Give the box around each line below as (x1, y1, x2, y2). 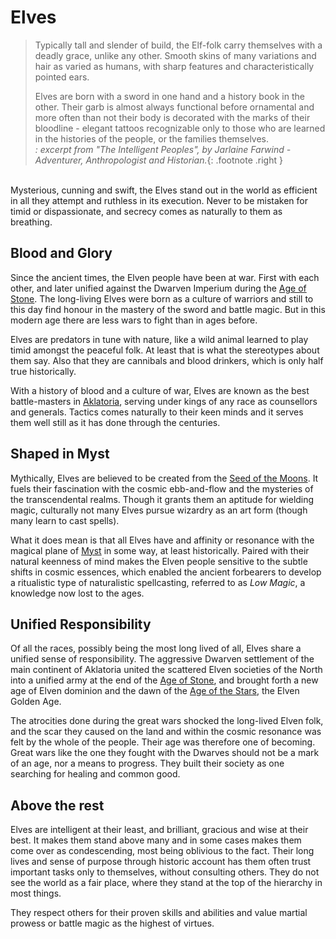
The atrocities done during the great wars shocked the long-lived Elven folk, (10, 715, 324, 727)
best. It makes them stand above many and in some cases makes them (10, 834, 302, 846)
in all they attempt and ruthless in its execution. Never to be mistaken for (10, 194, 309, 206)
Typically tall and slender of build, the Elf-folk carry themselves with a (34, 39, 323, 51)
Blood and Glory (10, 245, 113, 262)
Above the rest (10, 797, 105, 814)
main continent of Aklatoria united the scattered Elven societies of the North (10, 664, 323, 676)
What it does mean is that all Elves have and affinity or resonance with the (10, 534, 315, 546)
